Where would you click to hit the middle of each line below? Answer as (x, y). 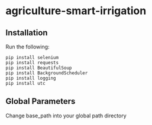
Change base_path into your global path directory (66, 116)
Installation (27, 33)
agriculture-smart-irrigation (76, 11)
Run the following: (28, 47)
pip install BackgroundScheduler (47, 73)
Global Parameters (41, 101)
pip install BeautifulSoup (39, 68)
